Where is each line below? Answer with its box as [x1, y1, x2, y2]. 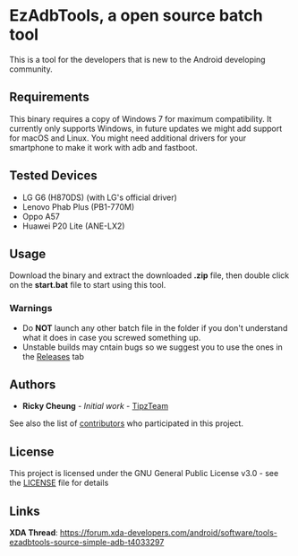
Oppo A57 [21, 211, 60, 222]
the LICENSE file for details [9, 477, 109, 489]
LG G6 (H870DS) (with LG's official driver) [21, 192, 177, 203]
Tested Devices [9, 168, 98, 184]
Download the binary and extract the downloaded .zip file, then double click [9, 270, 290, 281]
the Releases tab [21, 351, 85, 361]
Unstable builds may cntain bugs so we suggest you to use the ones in [21, 342, 284, 352]
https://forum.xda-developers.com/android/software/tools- [59, 527, 277, 538]
